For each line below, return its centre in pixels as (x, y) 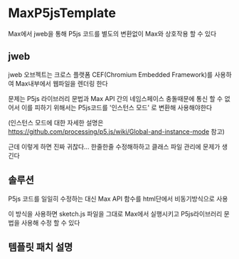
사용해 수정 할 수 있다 (51, 223)
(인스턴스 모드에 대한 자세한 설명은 (56, 122)
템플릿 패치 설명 (41, 247)
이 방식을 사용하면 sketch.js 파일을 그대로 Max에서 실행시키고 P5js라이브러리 (115, 213)
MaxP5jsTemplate (62, 13)
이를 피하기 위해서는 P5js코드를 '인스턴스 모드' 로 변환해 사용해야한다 (117, 107)
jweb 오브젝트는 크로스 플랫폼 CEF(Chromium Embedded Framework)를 (110, 74)
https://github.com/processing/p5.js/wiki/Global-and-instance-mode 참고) (116, 131)
